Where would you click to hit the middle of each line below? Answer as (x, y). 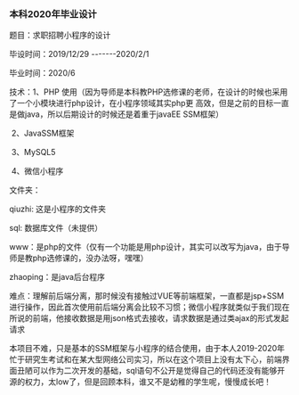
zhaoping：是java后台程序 (57, 277)
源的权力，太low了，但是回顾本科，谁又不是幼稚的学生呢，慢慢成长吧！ (140, 382)
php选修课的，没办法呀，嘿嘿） (90, 258)
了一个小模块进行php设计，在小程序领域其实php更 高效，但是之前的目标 (141, 103)
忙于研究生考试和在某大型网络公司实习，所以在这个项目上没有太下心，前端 (145, 359)
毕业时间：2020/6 (42, 73)
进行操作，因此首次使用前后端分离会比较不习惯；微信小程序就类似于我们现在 (149, 307)
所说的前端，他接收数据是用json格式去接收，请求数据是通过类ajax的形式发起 (149, 318)
